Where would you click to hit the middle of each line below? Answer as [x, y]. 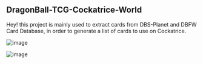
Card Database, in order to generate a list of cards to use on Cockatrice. [96, 31]
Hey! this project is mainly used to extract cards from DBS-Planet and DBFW [101, 24]
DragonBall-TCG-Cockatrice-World [74, 10]
